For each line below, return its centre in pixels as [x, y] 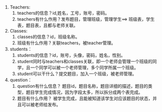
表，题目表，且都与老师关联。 [47, 25]
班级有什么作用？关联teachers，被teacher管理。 [66, 43]
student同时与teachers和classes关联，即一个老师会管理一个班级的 [85, 61]
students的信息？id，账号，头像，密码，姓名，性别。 [71, 55]
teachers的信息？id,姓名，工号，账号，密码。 [63, 13]
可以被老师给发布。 [41, 105]
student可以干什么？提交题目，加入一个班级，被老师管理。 [77, 74]
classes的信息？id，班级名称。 [48, 37]
